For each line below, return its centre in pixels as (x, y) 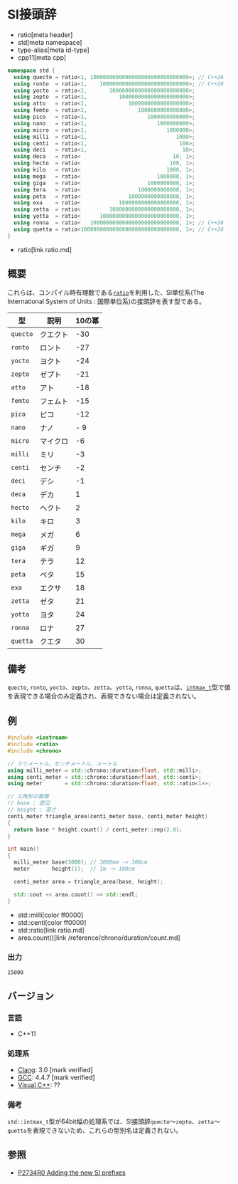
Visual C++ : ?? (39, 1085)
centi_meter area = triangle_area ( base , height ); (88, 881)
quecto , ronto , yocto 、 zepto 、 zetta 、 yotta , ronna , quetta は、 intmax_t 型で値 (119, 687)
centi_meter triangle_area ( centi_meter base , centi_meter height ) (108, 816)
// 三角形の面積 (28, 797)
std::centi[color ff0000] (52, 922)
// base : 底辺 (29, 803)
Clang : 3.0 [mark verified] (55, 1069)
